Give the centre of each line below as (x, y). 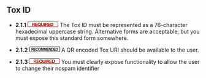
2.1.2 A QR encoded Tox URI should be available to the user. (107, 50)
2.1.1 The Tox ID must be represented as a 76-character (101, 25)
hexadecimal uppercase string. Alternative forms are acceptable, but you (107, 31)
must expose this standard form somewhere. (72, 38)
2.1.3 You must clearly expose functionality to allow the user (107, 61)
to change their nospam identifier (57, 68)
